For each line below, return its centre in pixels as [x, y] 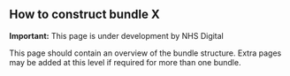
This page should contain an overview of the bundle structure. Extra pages [145, 53]
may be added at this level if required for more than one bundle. [125, 62]
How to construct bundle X [85, 15]
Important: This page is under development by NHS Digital [116, 35]
